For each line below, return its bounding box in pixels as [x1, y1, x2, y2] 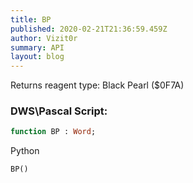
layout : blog [10, 52, 65, 62]
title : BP [10, 14, 52, 25]
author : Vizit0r [10, 33, 78, 43]
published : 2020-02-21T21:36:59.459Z [10, 24, 168, 34]
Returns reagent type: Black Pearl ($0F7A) [10, 79, 185, 91]
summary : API [10, 42, 65, 53]
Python [10, 145, 40, 157]
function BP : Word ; [10, 127, 97, 137]
